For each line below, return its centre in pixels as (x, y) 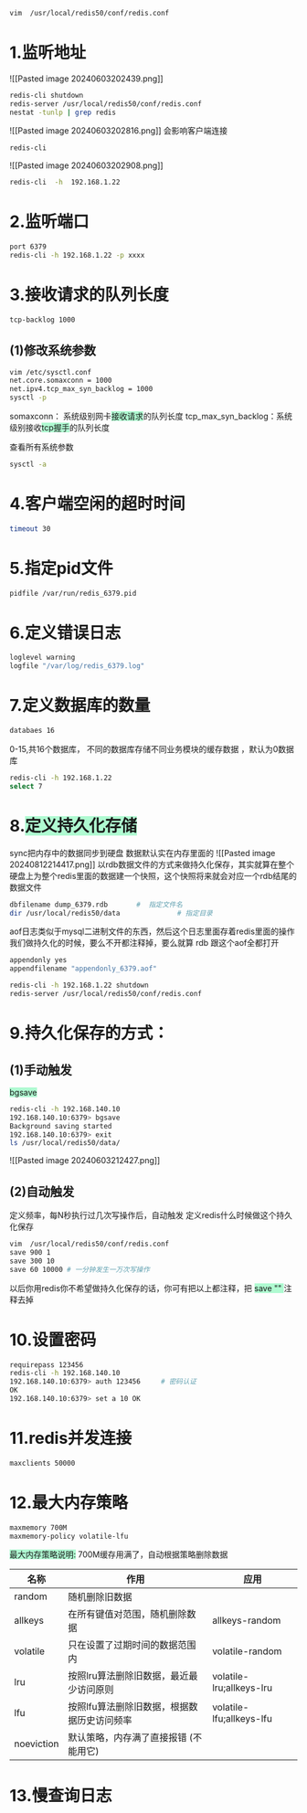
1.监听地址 (48, 53)
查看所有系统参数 (42, 447)
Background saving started (61, 1126)
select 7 (26, 786)
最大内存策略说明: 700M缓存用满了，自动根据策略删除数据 (119, 1554)
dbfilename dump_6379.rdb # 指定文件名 (96, 905)
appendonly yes (38, 960)
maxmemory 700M (38, 1527)
